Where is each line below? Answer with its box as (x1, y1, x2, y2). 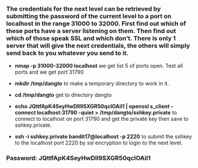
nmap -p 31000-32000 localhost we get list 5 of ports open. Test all (14, 62, 183, 70)
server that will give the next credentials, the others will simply (6, 41, 190, 50)
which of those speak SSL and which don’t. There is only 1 (6, 34, 176, 42)
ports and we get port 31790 (14, 68, 84, 75)
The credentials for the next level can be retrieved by (6, 5, 161, 13)
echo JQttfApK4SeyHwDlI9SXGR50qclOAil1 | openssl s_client (14, 103, 170, 110)
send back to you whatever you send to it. (6, 49, 129, 57)
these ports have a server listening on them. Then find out (6, 27, 176, 35)
